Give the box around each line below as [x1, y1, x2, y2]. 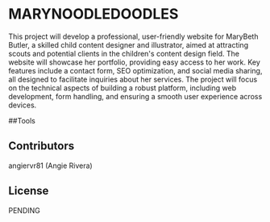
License [8, 184, 49, 198]
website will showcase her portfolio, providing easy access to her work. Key [8, 57, 260, 67]
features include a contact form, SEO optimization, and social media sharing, [8, 65, 263, 75]
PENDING [8, 205, 40, 215]
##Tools [8, 115, 36, 125]
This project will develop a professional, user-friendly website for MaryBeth [8, 31, 259, 41]
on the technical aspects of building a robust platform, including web [8, 82, 237, 93]
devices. [8, 100, 37, 110]
